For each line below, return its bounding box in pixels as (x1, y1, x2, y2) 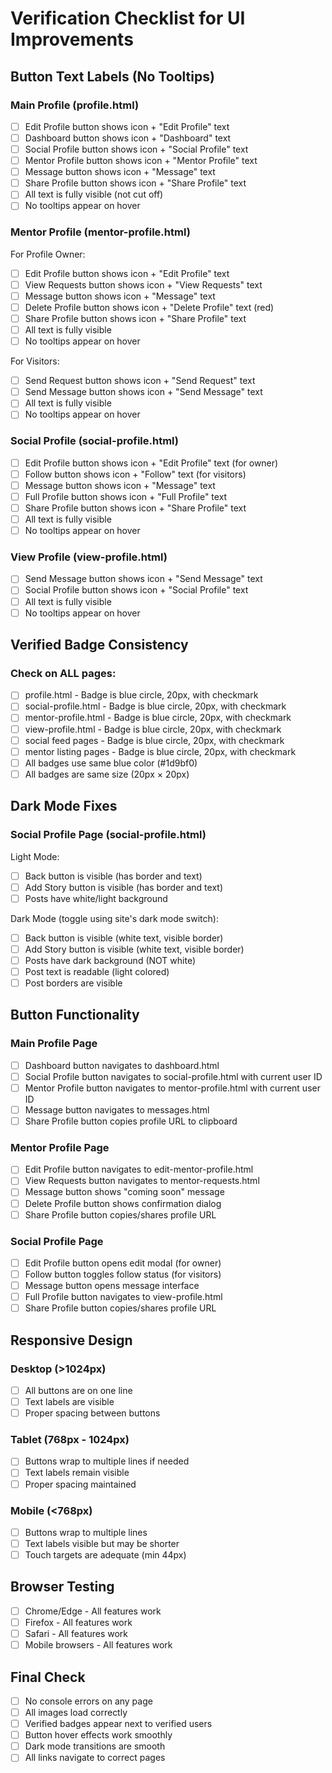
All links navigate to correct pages (24, 1752, 166, 1764)
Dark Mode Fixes (10, 798, 118, 815)
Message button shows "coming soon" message (24, 1186, 225, 1198)
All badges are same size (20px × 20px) (24, 768, 190, 780)
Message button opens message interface (24, 1280, 200, 1292)
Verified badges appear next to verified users (24, 1718, 213, 1730)
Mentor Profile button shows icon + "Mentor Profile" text (24, 155, 258, 167)
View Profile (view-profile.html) (10, 550, 168, 564)
